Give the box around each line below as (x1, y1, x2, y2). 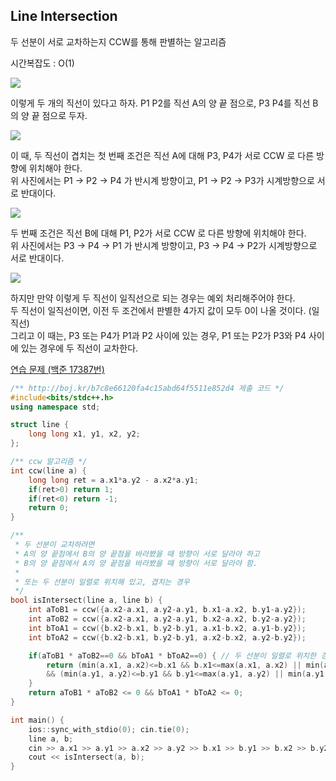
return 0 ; (28, 503, 70, 513)
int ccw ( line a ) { (10, 465, 87, 476)
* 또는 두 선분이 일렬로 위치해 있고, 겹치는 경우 (14, 577, 190, 587)
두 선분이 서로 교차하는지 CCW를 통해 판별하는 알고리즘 (10, 35, 227, 48)
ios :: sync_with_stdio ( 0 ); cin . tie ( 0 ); (28, 724, 190, 734)
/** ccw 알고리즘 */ (10, 457, 88, 467)
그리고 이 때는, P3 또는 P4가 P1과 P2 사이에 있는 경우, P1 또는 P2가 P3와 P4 (10, 329, 307, 341)
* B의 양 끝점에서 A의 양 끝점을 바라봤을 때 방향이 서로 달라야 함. (14, 558, 258, 568)
